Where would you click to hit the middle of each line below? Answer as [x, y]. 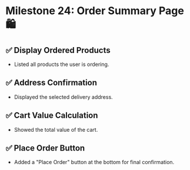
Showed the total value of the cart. [56, 129]
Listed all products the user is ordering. [61, 64]
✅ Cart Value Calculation [52, 116]
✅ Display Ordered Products [58, 50]
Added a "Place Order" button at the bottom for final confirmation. [94, 162]
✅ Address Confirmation [51, 83]
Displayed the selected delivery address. [63, 97]
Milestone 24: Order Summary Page [95, 11]
